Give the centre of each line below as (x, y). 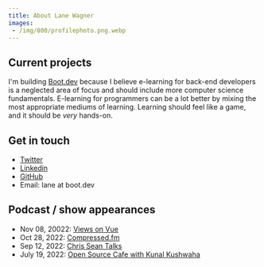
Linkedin (34, 168)
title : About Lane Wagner (51, 15)
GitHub (31, 176)
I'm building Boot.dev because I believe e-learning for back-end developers (132, 82)
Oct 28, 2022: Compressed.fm (70, 237)
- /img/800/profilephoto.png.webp (69, 30)
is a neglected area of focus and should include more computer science (126, 90)
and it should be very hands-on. (60, 115)
